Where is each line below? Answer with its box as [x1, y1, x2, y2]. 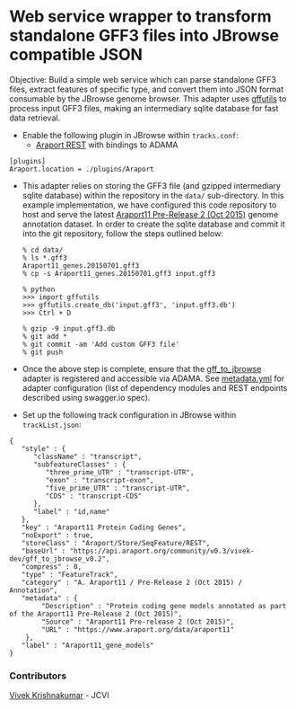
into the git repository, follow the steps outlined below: [22, 227, 224, 239]
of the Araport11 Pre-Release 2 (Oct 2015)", [9, 609, 182, 618]
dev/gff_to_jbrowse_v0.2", [9, 554, 110, 563]
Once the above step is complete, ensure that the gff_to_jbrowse [22, 363, 262, 374]
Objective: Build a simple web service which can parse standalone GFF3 [9, 74, 276, 84]
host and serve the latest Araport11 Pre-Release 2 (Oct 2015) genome [22, 208, 279, 219]
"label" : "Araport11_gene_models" [21, 641, 154, 650]
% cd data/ [22, 245, 64, 254]
